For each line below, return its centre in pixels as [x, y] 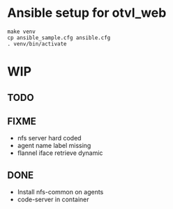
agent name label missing [54, 146]
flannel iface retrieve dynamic [60, 153]
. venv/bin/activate [37, 43]
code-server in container [53, 200]
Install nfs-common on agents [60, 192]
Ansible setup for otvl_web [87, 13]
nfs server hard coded [49, 138]
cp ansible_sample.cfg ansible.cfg [59, 38]
